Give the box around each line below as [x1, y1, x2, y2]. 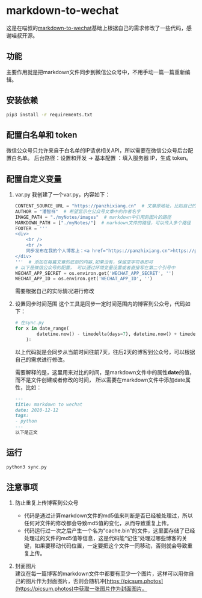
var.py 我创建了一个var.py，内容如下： [14, 191, 111, 198]
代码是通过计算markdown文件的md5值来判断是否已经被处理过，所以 [23, 512, 194, 519]
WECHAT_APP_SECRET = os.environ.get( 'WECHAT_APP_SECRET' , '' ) [14, 270, 174, 276]
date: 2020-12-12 [14, 407, 59, 413]
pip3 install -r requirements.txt [6, 112, 93, 118]
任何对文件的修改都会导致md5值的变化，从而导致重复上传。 [23, 520, 173, 527]
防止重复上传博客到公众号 [14, 499, 79, 506]
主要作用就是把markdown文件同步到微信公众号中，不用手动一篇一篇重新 [6, 68, 185, 75]
